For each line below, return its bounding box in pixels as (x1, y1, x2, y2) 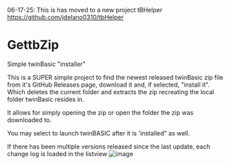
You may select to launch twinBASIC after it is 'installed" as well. (7, 129, 190, 137)
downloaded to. (7, 115, 52, 124)
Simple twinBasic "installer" (7, 60, 86, 68)
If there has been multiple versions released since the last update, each (7, 142, 211, 151)
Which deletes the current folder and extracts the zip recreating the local (7, 87, 214, 96)
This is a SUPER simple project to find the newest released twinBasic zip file (7, 73, 224, 81)
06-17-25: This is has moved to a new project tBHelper (7, 6, 163, 14)
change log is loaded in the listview (7, 149, 108, 157)
